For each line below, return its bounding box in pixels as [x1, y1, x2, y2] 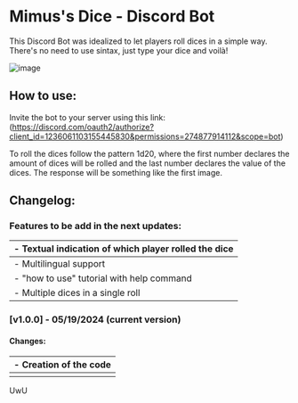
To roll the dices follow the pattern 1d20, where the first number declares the [9, 148, 291, 159]
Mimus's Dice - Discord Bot [9, 6, 215, 27]
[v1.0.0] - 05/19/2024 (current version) [9, 314, 181, 326]
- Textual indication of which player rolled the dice [13, 243, 234, 255]
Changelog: [9, 193, 76, 209]
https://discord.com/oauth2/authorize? [12, 121, 154, 132]
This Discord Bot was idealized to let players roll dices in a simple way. [9, 36, 269, 46]
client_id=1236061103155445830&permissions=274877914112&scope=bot [9, 131, 281, 142]
